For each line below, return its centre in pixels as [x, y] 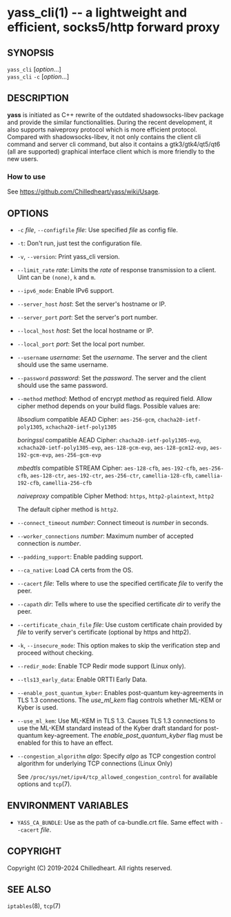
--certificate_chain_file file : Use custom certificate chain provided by [120, 624]
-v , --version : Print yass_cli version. [69, 256]
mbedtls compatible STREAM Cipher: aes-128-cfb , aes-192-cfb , [107, 468]
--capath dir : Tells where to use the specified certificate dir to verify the [119, 604]
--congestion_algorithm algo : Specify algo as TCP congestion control [116, 756]
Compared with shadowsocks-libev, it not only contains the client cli [104, 136]
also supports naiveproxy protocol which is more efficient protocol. [102, 130]
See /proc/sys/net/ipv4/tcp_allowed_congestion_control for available [118, 776]
